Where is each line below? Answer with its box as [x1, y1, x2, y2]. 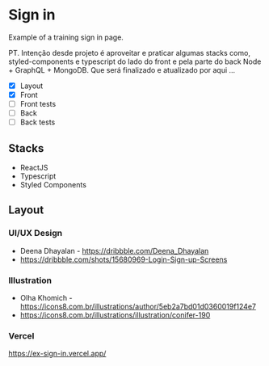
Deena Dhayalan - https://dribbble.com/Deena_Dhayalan [19, 246, 209, 255]
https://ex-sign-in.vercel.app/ [8, 349, 107, 359]
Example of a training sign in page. [8, 32, 124, 42]
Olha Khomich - [19, 293, 73, 303]
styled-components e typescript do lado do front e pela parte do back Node [8, 57, 262, 66]
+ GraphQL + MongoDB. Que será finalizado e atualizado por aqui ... [8, 65, 236, 74]
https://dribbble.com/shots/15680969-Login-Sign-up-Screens [19, 255, 228, 264]
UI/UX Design [8, 228, 63, 239]
